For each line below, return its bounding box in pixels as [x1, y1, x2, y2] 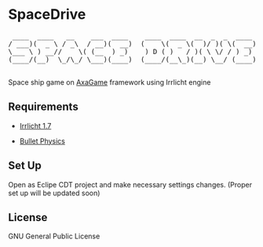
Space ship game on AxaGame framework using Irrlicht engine [8, 77, 211, 87]
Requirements [8, 100, 79, 114]
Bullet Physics [19, 136, 65, 146]
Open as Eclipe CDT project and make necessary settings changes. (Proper [8, 180, 253, 189]
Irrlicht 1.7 [19, 121, 52, 130]
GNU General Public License [8, 231, 100, 241]
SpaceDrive [8, 5, 86, 24]
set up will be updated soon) [8, 188, 100, 198]
